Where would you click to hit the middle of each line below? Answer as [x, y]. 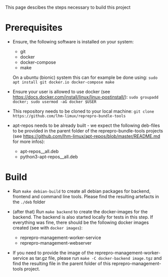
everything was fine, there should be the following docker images [80, 222]
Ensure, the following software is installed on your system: [73, 41]
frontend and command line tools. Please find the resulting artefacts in [86, 196]
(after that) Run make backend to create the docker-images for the [80, 211]
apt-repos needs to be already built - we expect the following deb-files [86, 125]
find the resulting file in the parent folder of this [62, 263]
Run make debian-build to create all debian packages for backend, [81, 191]
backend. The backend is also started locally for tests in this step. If [83, 217]
